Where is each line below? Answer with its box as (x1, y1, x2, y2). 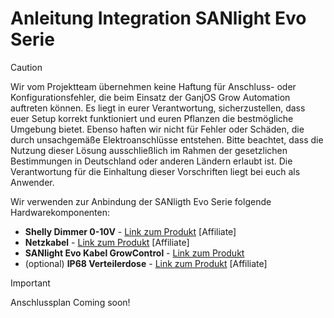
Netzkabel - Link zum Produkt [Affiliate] (24, 236, 190, 248)
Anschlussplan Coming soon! (10, 296, 131, 308)
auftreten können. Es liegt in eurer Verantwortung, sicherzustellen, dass (10, 102, 306, 114)
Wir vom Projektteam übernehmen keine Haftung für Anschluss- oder (10, 80, 297, 92)
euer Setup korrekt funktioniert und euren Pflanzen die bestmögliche (10, 112, 294, 124)
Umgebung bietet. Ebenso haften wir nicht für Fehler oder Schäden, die (10, 123, 305, 135)
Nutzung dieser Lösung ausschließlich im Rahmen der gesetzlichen (10, 144, 288, 156)
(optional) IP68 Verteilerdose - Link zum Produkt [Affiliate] (24, 257, 268, 269)
